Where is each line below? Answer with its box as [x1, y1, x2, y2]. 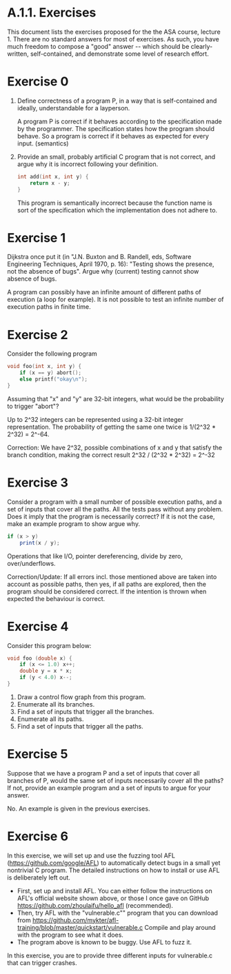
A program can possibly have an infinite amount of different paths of [7, 288, 201, 296]
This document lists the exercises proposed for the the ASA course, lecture [7, 28, 221, 36]
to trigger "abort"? [7, 402, 59, 410]
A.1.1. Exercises [7, 5, 97, 21]
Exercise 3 [7, 475, 69, 491]
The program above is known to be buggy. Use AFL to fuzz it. [17, 937, 192, 946]
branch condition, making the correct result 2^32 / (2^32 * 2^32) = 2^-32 [7, 450, 215, 459]
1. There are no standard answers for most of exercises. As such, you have [7, 34, 219, 43]
